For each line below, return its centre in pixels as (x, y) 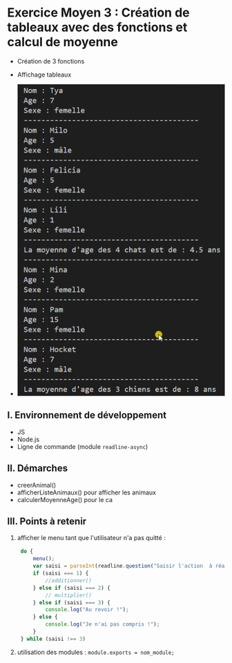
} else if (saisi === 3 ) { (71, 602)
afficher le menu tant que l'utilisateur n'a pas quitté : (91, 538)
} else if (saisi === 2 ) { (71, 588)
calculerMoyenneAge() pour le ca (65, 499)
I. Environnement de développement (87, 415)
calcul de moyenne (63, 42)
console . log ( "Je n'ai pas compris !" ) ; (103, 624)
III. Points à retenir (47, 522)
